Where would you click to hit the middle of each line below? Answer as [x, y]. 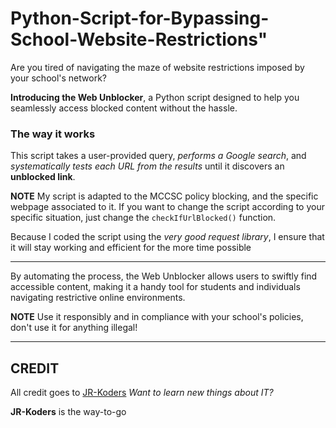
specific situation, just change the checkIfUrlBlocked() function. [143, 218]
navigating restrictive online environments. [98, 298]
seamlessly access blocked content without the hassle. [124, 108]
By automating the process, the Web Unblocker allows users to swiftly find [164, 276]
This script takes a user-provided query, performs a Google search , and [158, 156]
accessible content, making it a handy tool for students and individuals [155, 287]
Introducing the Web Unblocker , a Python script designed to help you [155, 97]
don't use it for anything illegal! [74, 328]
